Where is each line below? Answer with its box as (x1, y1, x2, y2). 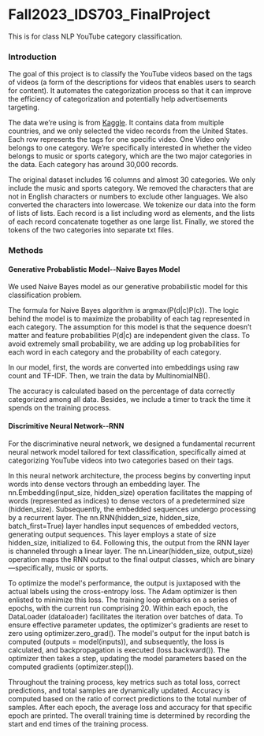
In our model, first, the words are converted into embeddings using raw (8, 362, 240, 372)
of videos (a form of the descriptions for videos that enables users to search (8, 77, 256, 87)
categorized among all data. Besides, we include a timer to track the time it (8, 395, 251, 404)
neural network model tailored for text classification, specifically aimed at (8, 447, 247, 456)
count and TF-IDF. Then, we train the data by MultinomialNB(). (8, 371, 210, 381)
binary (233, 554, 255, 564)
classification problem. (8, 290, 82, 300)
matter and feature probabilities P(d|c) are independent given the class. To (8, 331, 251, 340)
